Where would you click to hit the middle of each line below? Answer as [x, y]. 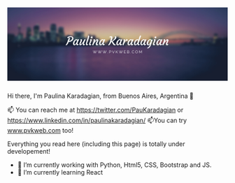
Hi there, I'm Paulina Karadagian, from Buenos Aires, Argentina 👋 [100, 96]
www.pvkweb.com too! [41, 130]
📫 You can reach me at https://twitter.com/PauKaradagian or [95, 110]
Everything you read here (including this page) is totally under [96, 144]
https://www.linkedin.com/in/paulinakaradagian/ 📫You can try [97, 120]
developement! [29, 151]
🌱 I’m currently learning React [60, 172]
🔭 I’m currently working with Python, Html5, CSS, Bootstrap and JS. [114, 165]
